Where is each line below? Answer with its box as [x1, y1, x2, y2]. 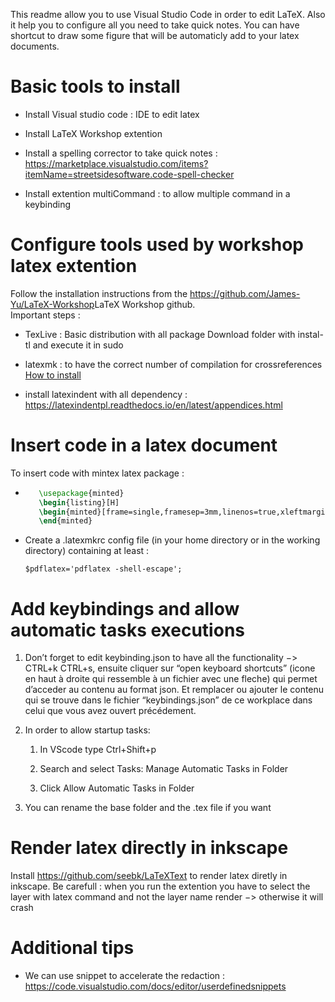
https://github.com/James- [189, 287, 301, 299]
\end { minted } [38, 516, 93, 526]
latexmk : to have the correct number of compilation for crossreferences [24, 358, 323, 370]
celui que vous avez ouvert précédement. [24, 705, 197, 717]
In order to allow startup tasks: [24, 724, 151, 736]
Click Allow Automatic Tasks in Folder [39, 782, 195, 794]
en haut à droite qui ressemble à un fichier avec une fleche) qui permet [24, 673, 318, 685]
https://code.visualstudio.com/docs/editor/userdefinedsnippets [24, 980, 287, 993]
